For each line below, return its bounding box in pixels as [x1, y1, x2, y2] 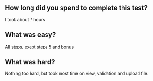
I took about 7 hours [5, 16, 45, 22]
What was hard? [5, 58, 55, 66]
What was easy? [5, 31, 56, 39]
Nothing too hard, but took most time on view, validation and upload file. [5, 70, 149, 77]
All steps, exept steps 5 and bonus [5, 44, 74, 49]
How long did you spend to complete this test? [5, 4, 148, 12]
